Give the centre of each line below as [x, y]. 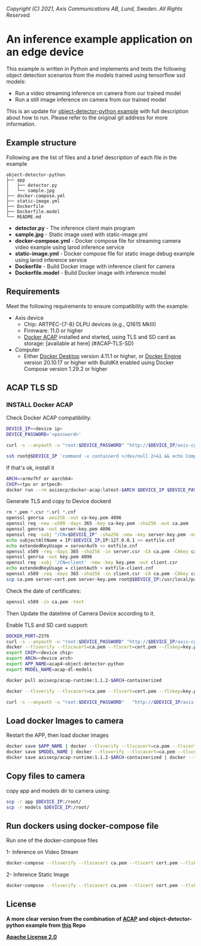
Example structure [41, 143]
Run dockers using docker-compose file [83, 826]
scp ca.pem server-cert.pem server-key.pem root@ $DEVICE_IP [83, 579]
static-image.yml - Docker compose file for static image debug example [105, 253]
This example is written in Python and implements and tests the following [96, 69]
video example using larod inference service [69, 247]
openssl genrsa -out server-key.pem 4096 [59, 529]
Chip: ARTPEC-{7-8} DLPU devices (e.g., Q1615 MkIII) [90, 324]
